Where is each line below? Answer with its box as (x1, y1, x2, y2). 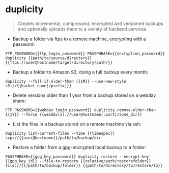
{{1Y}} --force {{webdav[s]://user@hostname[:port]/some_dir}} (5, 112, 143, 117)
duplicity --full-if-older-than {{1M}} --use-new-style (5, 79, 126, 84)
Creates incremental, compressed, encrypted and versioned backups (17, 20, 164, 27)
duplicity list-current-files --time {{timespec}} (5, 131, 115, 136)
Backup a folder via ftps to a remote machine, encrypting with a (12, 36, 146, 42)
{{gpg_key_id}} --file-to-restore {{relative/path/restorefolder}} (5, 158, 152, 164)
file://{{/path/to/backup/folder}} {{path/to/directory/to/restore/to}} (5, 163, 163, 168)
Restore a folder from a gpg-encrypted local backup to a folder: (12, 144, 147, 150)
